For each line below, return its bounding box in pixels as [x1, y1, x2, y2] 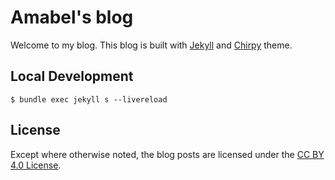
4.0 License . [10, 159, 62, 171]
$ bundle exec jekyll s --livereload [10, 94, 168, 105]
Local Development [10, 68, 134, 85]
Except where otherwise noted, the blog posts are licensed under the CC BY [10, 148, 325, 160]
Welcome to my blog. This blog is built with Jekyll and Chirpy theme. [10, 39, 293, 51]
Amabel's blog [10, 6, 134, 29]
